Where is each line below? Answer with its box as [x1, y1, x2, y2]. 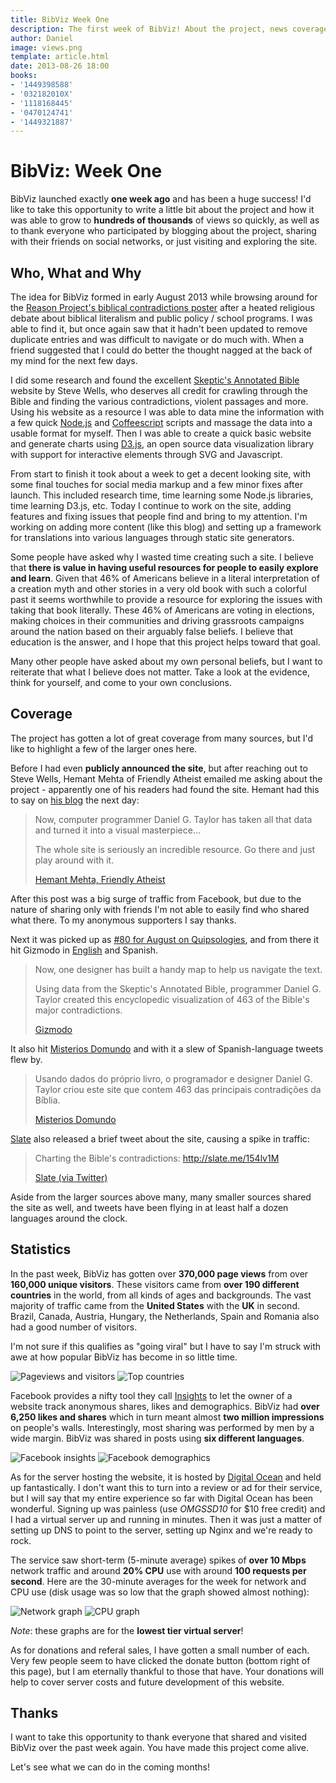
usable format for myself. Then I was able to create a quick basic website [10, 427, 312, 439]
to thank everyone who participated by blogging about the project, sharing [10, 225, 317, 237]
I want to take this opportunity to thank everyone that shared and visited [10, 1731, 307, 1743]
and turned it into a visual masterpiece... [34, 824, 201, 836]
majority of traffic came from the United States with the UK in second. [10, 1299, 300, 1311]
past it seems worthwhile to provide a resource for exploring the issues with [10, 594, 323, 605]
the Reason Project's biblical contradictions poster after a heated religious [10, 302, 315, 313]
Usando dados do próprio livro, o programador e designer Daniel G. [34, 1072, 313, 1085]
